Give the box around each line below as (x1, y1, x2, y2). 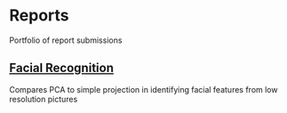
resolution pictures (9, 93, 78, 104)
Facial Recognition (9, 61, 114, 76)
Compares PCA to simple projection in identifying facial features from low (9, 84, 278, 94)
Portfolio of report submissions (9, 35, 123, 45)
